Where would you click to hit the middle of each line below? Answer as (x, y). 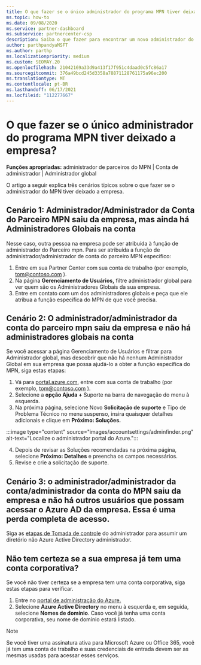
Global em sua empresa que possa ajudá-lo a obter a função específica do (98, 364)
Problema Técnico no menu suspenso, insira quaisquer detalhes (94, 414)
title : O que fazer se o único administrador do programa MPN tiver (93, 12)
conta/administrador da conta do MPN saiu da (94, 491)
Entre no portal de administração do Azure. (68, 600)
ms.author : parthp (29, 51)
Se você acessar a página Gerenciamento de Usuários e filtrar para (89, 352)
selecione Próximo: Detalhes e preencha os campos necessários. (96, 457)
